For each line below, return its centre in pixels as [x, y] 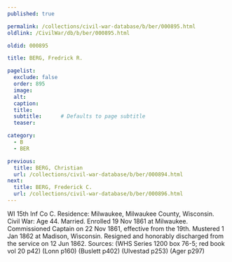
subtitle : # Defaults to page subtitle [80, 116]
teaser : [25, 123]
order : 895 [29, 84]
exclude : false [36, 78]
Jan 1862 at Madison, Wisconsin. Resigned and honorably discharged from [116, 236]
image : [23, 90]
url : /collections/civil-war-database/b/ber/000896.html [98, 194]
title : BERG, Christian [48, 168]
